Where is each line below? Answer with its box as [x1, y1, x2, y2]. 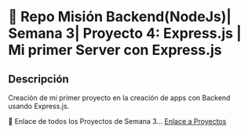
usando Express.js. [8, 102, 70, 110]
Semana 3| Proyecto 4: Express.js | [8, 24, 242, 42]
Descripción [8, 72, 69, 85]
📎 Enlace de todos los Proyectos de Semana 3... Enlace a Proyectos [8, 117, 227, 125]
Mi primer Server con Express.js [8, 42, 222, 59]
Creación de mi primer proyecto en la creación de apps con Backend [8, 93, 231, 102]
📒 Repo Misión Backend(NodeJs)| [8, 8, 232, 26]
